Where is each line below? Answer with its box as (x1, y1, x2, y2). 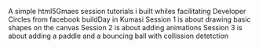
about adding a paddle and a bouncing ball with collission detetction (8, 31, 229, 40)
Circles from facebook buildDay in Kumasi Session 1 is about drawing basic (8, 15, 251, 24)
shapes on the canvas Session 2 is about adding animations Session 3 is (8, 23, 243, 32)
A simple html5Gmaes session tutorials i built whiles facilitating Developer (8, 7, 246, 15)
